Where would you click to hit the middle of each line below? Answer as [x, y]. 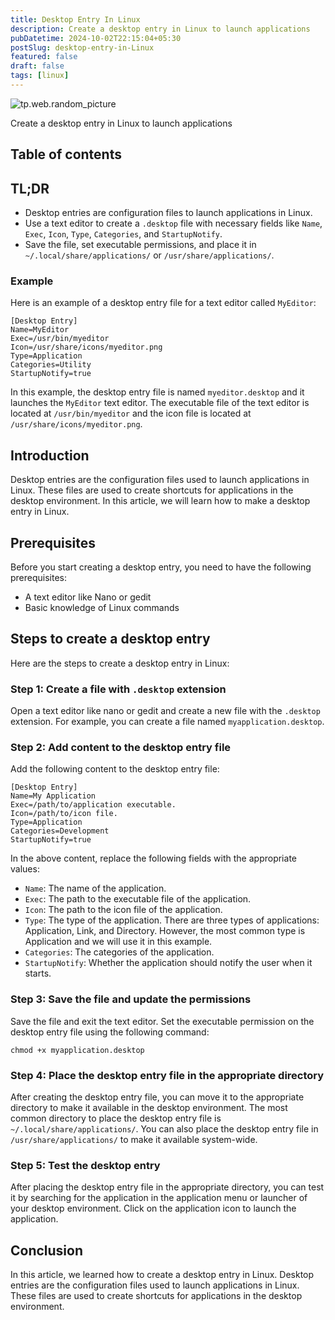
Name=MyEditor [40, 330]
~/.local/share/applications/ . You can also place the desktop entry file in [164, 1129]
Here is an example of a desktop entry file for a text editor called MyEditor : [163, 303]
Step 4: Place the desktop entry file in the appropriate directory [167, 1075]
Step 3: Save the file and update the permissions [131, 999]
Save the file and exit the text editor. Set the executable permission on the [162, 1021]
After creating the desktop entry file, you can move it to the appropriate [157, 1097]
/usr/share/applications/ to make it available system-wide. [134, 1139]
